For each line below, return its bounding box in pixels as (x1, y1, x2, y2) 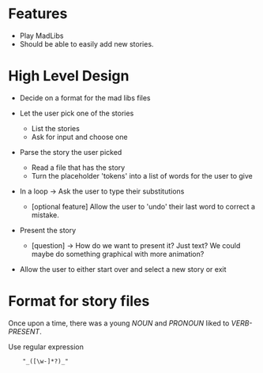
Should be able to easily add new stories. (19, 39, 154, 48)
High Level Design (8, 67, 130, 85)
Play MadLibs (19, 31, 64, 40)
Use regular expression (8, 341, 85, 352)
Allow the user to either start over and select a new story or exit (19, 264, 227, 273)
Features (8, 5, 68, 23)
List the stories (31, 123, 81, 133)
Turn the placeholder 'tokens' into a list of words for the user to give (31, 171, 253, 180)
